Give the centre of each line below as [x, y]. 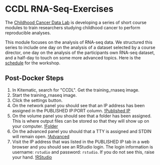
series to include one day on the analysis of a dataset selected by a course [80, 47]
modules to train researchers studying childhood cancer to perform [73, 27]
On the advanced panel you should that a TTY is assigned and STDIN [82, 131]
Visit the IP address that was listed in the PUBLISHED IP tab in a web [81, 142]
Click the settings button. [37, 100]
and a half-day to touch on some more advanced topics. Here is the [73, 57]
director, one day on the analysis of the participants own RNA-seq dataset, [80, 53]
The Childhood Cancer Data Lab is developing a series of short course [76, 22]
